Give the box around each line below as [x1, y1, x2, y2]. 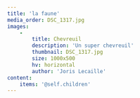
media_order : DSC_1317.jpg [7, 17, 85, 23]
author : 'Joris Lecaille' [32, 68, 107, 75]
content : [7, 74, 32, 81]
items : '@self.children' [19, 81, 91, 88]
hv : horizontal [32, 61, 76, 68]
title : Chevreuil [32, 36, 81, 43]
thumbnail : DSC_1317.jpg [32, 49, 103, 56]
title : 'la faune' [7, 10, 60, 17]
